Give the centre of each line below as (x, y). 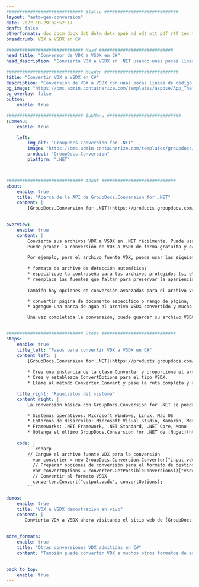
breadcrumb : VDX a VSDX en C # (44, 39)
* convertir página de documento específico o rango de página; (108, 301)
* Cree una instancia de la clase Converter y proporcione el (106, 372)
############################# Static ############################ (92, 12)
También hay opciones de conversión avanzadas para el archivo (107, 291)
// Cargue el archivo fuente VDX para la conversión (94, 454)
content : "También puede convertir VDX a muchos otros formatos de (102, 553)
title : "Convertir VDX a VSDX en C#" (53, 77)
